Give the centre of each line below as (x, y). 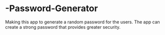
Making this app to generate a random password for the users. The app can (82, 22)
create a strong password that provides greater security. (63, 27)
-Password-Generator (52, 9)
